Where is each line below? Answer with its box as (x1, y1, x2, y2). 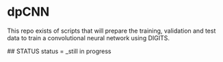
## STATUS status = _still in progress (7, 47, 112, 55)
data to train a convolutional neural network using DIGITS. (7, 33, 170, 42)
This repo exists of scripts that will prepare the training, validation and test (7, 27, 216, 35)
